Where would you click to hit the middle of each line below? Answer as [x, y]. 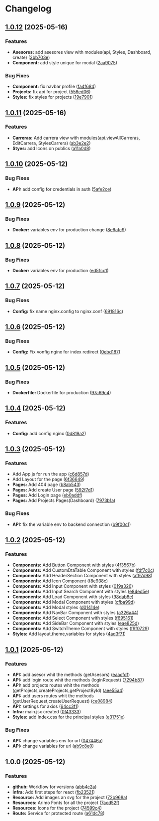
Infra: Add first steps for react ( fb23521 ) [54, 792]
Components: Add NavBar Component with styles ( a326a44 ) [75, 613]
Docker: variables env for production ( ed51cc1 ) [60, 270]
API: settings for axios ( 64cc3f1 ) [45, 706]
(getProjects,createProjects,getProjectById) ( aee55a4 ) [68, 690]
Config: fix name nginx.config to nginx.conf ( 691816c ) [68, 311]
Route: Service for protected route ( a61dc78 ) [58, 814]
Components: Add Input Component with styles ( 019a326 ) [73, 586]
